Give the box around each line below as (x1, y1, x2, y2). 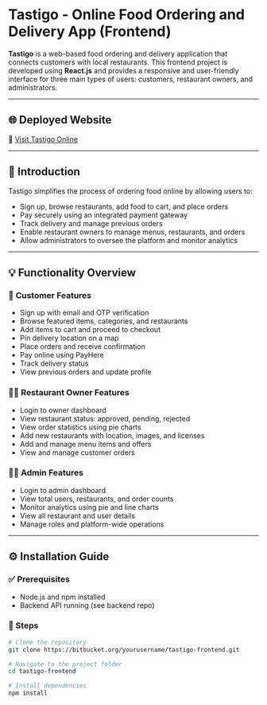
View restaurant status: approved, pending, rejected (19, 413, 191, 423)
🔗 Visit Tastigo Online (8, 134, 78, 144)
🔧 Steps (8, 620, 39, 631)
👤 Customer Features (8, 289, 92, 300)
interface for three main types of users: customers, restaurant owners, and (8, 74, 253, 84)
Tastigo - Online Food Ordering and (8, 6, 245, 24)
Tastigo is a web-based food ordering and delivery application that (8, 49, 228, 58)
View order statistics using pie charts (19, 422, 141, 432)
